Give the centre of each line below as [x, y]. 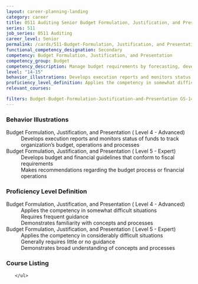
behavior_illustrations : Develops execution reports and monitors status [99, 77]
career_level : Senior [33, 39]
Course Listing [27, 263]
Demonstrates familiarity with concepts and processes [87, 223]
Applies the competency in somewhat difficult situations [89, 210]
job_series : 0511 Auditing [39, 34]
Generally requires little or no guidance [68, 242]
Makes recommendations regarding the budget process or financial [103, 170]
